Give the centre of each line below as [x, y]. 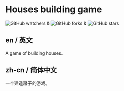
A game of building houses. [34, 53]
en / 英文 [19, 41]
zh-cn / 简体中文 [31, 70]
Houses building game [54, 9]
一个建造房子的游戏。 [27, 83]
